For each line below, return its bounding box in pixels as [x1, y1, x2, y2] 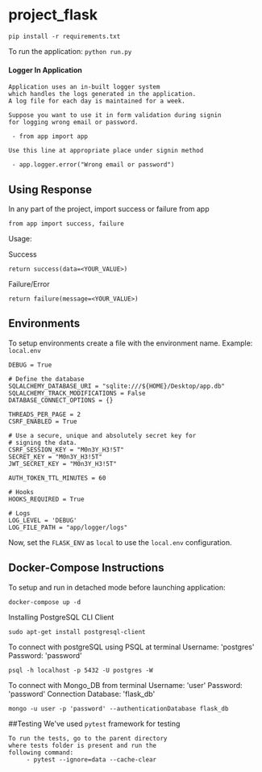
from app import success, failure [8, 220, 125, 228]
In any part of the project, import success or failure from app [8, 203, 210, 213]
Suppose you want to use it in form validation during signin [8, 111, 222, 120]
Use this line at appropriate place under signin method [8, 147, 204, 155]
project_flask [8, 6, 98, 24]
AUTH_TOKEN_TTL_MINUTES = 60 [8, 474, 106, 482]
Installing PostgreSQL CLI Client [8, 612, 114, 622]
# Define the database [8, 375, 85, 383]
